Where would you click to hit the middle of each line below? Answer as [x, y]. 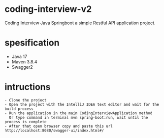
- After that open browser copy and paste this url [59, 126]
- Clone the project [26, 100]
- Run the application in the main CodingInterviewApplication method [79, 113]
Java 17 [19, 56]
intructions [28, 87]
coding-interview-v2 [48, 9]
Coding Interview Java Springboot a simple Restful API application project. [80, 23]
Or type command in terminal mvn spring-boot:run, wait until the [79, 117]
